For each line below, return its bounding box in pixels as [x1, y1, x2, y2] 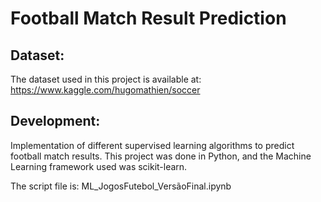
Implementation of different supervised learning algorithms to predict [10, 139, 295, 151]
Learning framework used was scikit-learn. [10, 160, 188, 172]
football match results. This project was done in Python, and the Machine [10, 150, 312, 162]
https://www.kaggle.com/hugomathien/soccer [10, 84, 201, 96]
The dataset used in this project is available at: [10, 73, 202, 85]
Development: [10, 113, 101, 130]
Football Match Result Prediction [10, 7, 287, 30]
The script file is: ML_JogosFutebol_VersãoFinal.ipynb [10, 180, 232, 192]
